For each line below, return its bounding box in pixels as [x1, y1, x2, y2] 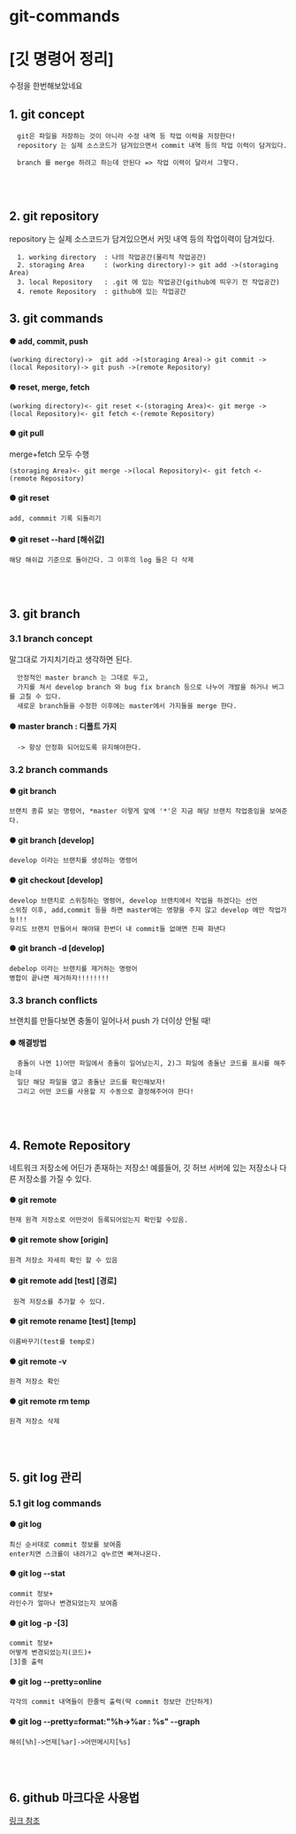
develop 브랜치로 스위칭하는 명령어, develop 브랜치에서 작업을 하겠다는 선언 [9, 896, 258, 905]
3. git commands [9, 312, 103, 327]
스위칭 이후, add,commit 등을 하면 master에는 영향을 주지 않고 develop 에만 [9, 905, 265, 914]
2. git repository [9, 209, 100, 224]
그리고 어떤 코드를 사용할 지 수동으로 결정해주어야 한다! [17, 1087, 194, 1097]
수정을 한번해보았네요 [9, 81, 83, 91]
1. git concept [9, 106, 86, 121]
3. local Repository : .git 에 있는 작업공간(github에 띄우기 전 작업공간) [17, 277, 281, 287]
